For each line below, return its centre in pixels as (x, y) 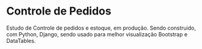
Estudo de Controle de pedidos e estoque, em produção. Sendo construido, (101, 28)
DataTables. (21, 41)
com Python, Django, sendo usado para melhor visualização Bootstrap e (97, 34)
